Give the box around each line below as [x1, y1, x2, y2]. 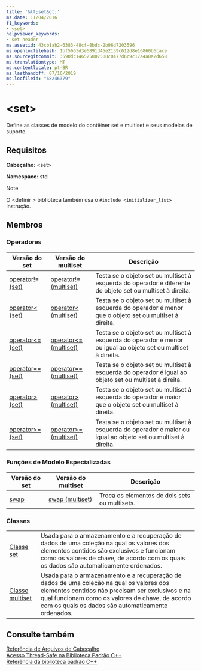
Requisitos [6, 145, 47, 156]
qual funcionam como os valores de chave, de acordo [40, 594, 191, 603]
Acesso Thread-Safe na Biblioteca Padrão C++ [6, 651, 122, 658]
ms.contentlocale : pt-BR [6, 64, 68, 71]
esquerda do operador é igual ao [95, 368, 187, 376]
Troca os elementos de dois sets [99, 491, 190, 499]
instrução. [6, 202, 31, 210]
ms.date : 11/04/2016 [6, 14, 58, 20]
